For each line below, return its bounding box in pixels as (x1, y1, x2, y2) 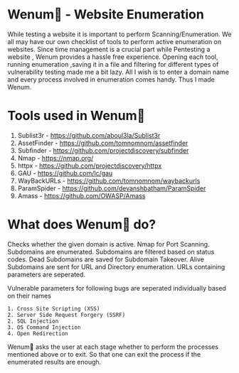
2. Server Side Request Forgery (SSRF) (7, 311, 126, 318)
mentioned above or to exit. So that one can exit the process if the (7, 350, 201, 358)
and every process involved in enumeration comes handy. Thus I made (7, 75, 215, 84)
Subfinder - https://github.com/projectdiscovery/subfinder (17, 146, 189, 155)
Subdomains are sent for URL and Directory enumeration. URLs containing (7, 262, 225, 271)
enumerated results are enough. (7, 357, 102, 366)
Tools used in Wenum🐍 (7, 108, 146, 124)
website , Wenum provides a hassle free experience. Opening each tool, (7, 53, 218, 61)
